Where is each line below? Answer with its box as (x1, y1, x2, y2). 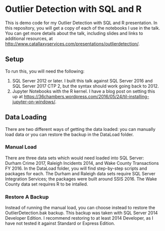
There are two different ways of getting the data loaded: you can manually (5, 126, 156, 132)
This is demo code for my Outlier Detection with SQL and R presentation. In (5, 20, 158, 26)
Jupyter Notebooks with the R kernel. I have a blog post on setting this (12, 88, 155, 94)
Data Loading (5, 113, 47, 121)
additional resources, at (5, 36, 53, 41)
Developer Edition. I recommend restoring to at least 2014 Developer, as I (5, 215, 154, 221)
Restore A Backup (5, 193, 49, 200)
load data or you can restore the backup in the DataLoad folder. (5, 131, 134, 137)
